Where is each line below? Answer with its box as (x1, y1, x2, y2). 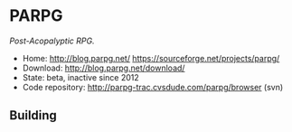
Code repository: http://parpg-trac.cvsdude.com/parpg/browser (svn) (22, 81, 284, 92)
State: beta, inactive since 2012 (22, 71, 140, 82)
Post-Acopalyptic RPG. (9, 35, 95, 46)
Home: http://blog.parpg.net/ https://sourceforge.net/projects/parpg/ (22, 52, 280, 63)
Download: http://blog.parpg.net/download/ (22, 62, 185, 73)
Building (9, 108, 57, 123)
